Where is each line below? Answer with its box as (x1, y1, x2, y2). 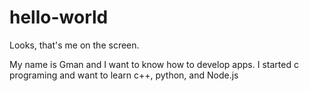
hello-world (9, 6, 109, 29)
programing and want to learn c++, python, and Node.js (9, 69, 239, 81)
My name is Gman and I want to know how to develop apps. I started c (9, 58, 299, 70)
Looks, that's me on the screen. (9, 39, 140, 51)
